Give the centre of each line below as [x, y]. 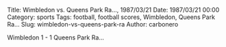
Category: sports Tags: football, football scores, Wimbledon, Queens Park [111, 17]
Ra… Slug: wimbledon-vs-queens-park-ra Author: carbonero [93, 24]
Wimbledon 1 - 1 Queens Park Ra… [56, 37]
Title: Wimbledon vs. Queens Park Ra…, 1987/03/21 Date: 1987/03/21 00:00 [113, 10]
